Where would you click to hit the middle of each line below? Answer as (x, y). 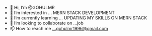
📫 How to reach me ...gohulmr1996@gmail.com (59, 28)
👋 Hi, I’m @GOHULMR (32, 8)
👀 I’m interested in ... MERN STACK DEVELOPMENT (62, 13)
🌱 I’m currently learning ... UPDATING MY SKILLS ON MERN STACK (78, 18)
